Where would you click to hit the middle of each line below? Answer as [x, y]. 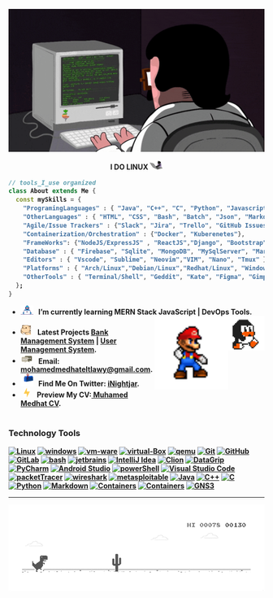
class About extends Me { [52, 191]
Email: [49, 361]
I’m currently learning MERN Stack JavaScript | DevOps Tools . [145, 312]
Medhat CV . [41, 404]
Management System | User [68, 340]
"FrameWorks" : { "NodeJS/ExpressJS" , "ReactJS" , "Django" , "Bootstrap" [145, 242]
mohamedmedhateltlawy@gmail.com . [86, 369]
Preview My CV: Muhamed [82, 395]
